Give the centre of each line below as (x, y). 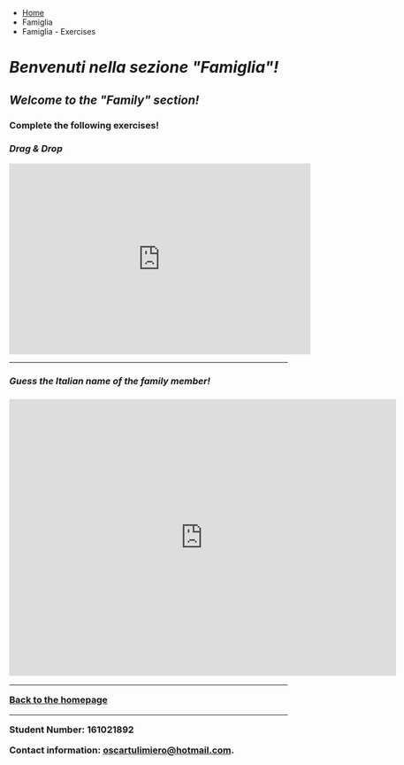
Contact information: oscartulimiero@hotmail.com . (122, 750)
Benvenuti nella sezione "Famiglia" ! (144, 68)
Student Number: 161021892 (72, 730)
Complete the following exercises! (84, 125)
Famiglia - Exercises (59, 31)
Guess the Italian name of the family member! (110, 381)
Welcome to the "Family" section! (104, 100)
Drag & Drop (36, 149)
